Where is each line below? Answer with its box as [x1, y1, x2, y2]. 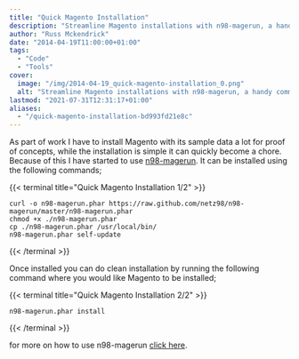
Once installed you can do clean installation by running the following [9, 263, 260, 274]
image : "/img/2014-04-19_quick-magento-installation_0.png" [17, 79, 245, 88]
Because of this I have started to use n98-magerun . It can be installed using [9, 156, 287, 166]
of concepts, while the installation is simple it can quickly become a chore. [9, 146, 282, 156]
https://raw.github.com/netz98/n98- [108, 199, 245, 209]
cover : [9, 71, 34, 80]
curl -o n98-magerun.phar [9, 199, 105, 209]
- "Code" [17, 54, 50, 63]
